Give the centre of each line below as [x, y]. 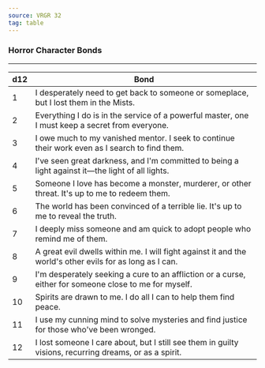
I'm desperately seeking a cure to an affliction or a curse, [140, 274]
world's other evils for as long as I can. [106, 261]
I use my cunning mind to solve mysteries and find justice [141, 319]
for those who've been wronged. [95, 329]
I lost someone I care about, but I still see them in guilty [137, 342]
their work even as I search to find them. [110, 148]
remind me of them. [71, 238]
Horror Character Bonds [55, 51]
